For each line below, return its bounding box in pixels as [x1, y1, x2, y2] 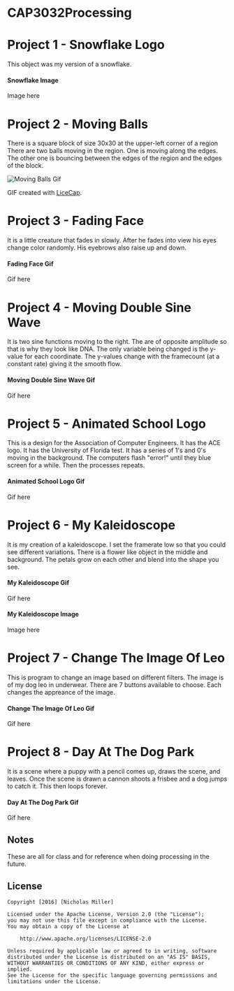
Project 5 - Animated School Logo [7, 416, 206, 431]
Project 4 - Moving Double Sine [7, 299, 192, 315]
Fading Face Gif [7, 259, 54, 268]
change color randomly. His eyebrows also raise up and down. [7, 243, 187, 252]
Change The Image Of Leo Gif [7, 704, 95, 712]
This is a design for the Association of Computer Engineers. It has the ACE [7, 439, 221, 447]
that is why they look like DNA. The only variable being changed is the [7, 345, 209, 354]
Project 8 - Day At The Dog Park [7, 744, 195, 760]
